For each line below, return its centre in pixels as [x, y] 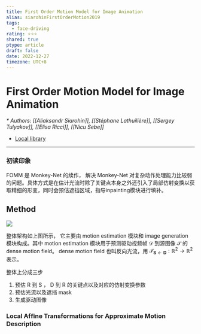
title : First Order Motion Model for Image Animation [75, 12]
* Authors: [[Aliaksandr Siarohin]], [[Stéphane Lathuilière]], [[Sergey [90, 121]
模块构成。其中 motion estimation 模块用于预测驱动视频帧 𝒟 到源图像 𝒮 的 [97, 243]
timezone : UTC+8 [26, 62]
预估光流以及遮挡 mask [43, 292]
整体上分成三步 [25, 272]
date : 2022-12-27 [28, 56]
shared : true [22, 40]
